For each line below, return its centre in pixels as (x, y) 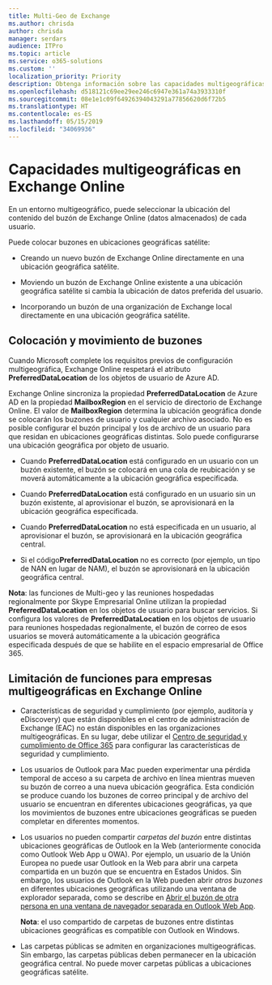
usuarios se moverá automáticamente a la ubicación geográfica (114, 636)
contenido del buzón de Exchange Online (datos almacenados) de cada (127, 218)
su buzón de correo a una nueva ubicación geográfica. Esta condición (137, 787)
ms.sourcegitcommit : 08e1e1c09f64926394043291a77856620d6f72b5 (117, 99)
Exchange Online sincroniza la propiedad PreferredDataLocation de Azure (133, 393)
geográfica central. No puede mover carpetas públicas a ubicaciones (136, 964)
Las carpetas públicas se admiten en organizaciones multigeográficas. (138, 946)
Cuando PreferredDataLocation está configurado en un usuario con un (139, 460)
